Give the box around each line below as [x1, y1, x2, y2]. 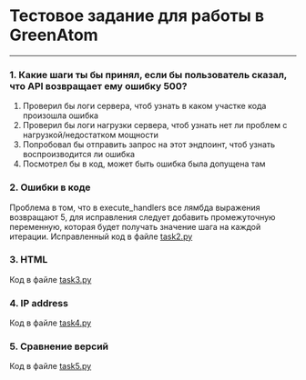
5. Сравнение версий [9, 340, 109, 353]
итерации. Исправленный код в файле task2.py [9, 231, 193, 242]
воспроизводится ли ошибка [22, 149, 135, 160]
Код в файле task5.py [9, 361, 92, 372]
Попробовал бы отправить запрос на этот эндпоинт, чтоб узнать [22, 139, 276, 150]
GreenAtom [9, 25, 98, 45]
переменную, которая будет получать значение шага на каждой [9, 221, 261, 232]
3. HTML [9, 254, 48, 266]
